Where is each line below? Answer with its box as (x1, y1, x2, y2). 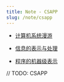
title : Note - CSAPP (6, 8, 59, 15)
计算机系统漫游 (14, 31, 53, 39)
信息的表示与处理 (14, 45, 58, 52)
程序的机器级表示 (14, 57, 58, 65)
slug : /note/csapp (6, 14, 53, 20)
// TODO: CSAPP (6, 69, 48, 77)
